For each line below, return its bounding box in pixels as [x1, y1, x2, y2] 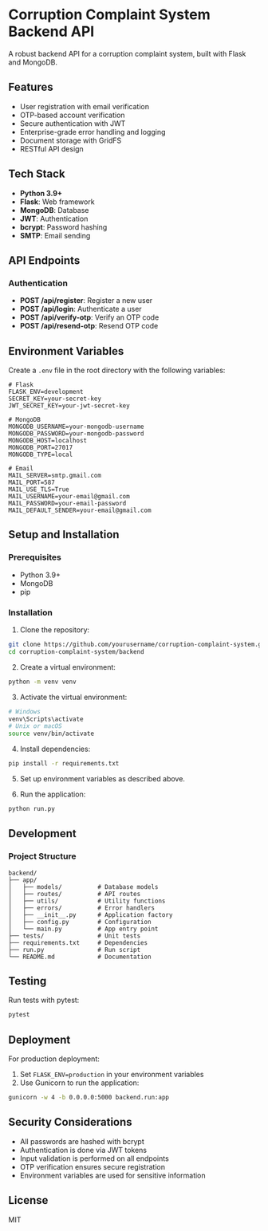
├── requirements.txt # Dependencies [8, 938, 148, 946]
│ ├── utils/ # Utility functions [8, 897, 166, 905]
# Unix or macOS [8, 722, 62, 730]
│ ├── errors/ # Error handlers [8, 903, 156, 912]
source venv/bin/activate [8, 730, 94, 738]
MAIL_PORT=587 [8, 478, 56, 487]
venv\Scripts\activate [8, 715, 84, 723]
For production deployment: [8, 1054, 100, 1064]
